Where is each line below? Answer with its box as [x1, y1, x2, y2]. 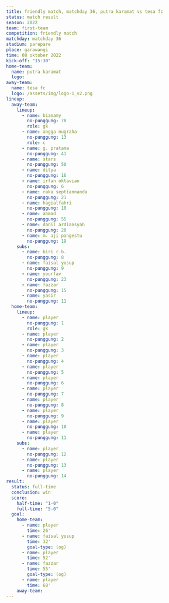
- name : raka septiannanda [21, 189, 88, 195]
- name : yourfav [21, 271, 61, 277]
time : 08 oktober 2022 [6, 52, 61, 58]
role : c [27, 139, 46, 146]
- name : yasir [21, 293, 57, 299]
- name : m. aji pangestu [21, 233, 82, 239]
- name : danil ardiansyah [21, 222, 85, 227]
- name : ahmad [21, 211, 57, 217]
